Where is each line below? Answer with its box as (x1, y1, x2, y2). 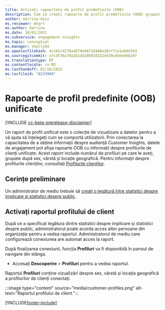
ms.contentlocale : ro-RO (5, 62, 56, 67)
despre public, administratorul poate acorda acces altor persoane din (5, 226, 145, 232)
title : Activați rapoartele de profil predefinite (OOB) (5, 7, 124, 12)
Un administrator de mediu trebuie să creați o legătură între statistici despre (5, 188, 158, 194)
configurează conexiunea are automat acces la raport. (5, 236, 115, 242)
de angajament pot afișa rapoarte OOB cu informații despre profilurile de (5, 145, 152, 151)
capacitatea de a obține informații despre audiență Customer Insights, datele (5, 139, 160, 146)
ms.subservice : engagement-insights (5, 35, 80, 40)
